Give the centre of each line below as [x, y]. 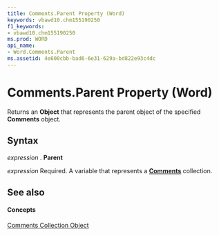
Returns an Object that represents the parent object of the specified [104, 112]
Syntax [23, 141]
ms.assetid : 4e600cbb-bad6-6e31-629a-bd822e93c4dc [82, 59]
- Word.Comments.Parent [41, 52]
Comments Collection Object [48, 226]
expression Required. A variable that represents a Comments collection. [110, 170]
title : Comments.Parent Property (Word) [66, 13]
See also [26, 192]
